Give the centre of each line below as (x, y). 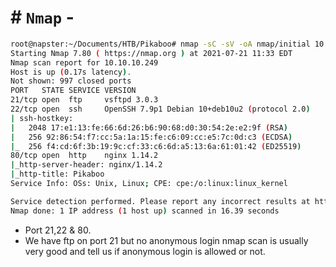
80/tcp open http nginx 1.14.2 (84, 156)
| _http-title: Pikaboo (57, 174)
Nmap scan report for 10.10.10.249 (84, 62)
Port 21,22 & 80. (58, 230)
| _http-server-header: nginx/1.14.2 (86, 165)
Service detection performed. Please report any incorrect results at (160, 201)
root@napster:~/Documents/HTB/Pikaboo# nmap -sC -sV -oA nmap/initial (160, 44)
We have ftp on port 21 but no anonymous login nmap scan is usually (166, 240)
